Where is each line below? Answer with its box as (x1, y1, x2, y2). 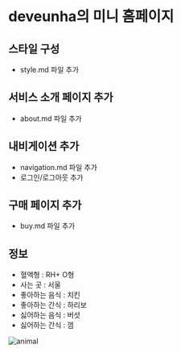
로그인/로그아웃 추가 (19, 172, 84, 182)
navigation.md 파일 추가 (19, 162, 98, 172)
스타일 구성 (8, 42, 60, 56)
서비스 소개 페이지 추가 (8, 90, 114, 105)
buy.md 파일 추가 (19, 221, 76, 230)
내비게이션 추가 (8, 139, 80, 153)
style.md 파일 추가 (19, 65, 79, 74)
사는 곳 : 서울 (19, 280, 62, 290)
